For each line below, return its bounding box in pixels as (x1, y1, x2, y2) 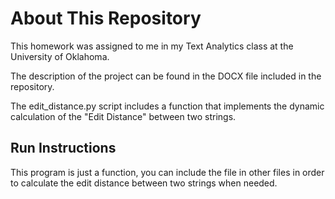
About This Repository (10, 7, 202, 30)
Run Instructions (10, 140, 117, 157)
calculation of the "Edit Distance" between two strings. (10, 110, 237, 122)
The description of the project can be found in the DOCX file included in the (10, 70, 322, 82)
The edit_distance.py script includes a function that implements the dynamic (10, 100, 325, 112)
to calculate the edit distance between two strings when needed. (10, 177, 278, 189)
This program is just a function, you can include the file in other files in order (10, 166, 325, 178)
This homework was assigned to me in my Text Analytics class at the (10, 40, 294, 52)
